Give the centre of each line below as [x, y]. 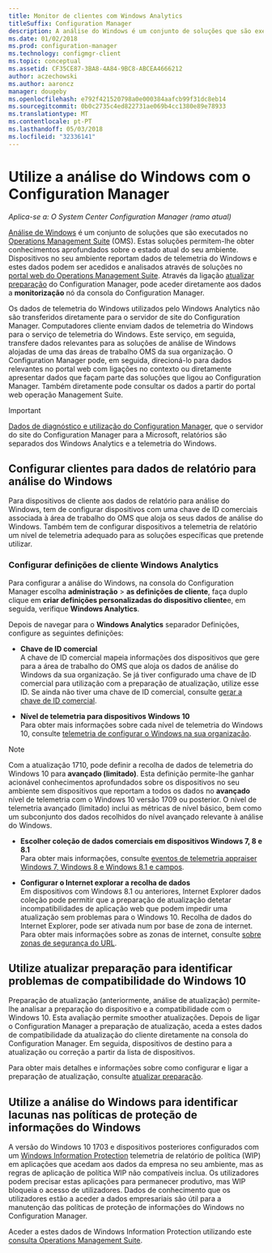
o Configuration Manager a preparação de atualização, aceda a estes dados [136, 1027]
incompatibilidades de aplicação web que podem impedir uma [124, 908]
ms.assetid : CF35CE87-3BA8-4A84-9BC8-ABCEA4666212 [96, 69]
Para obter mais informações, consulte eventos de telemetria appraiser [138, 858]
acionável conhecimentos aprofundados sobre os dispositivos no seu [124, 782]
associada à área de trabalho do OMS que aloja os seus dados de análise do [136, 518]
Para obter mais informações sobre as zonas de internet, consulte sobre [140, 934]
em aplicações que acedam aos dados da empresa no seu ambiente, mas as [136, 1165]
